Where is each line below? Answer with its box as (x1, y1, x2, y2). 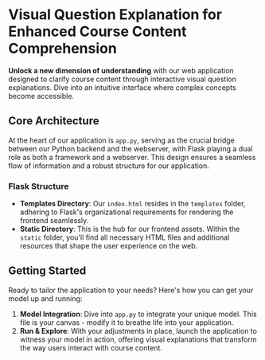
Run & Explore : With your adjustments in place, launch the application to (19, 326, 257, 335)
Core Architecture (8, 114, 99, 128)
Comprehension (8, 40, 117, 57)
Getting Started (8, 264, 87, 278)
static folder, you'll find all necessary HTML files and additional (19, 233, 230, 242)
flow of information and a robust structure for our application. (8, 161, 209, 170)
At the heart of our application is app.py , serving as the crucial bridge (8, 135, 235, 145)
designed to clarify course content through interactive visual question (8, 74, 236, 84)
